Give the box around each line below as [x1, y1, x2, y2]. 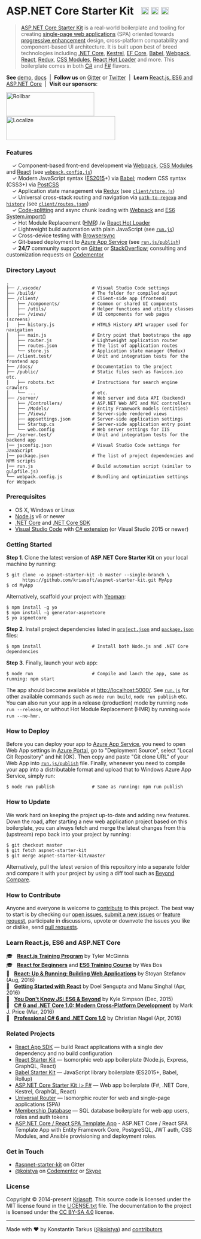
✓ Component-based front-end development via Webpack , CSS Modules [11, 162, 193, 169]
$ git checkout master [6, 842, 63, 848]
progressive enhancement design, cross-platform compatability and [20, 37, 189, 44]
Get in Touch [6, 1147, 44, 1156]
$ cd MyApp [6, 582, 33, 588]
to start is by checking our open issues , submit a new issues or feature [6, 911, 181, 918]
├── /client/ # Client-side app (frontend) [6, 295, 167, 301]
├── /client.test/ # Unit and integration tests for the [6, 353, 188, 359]
